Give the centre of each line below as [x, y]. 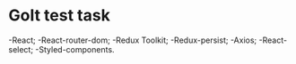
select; [21, 49]
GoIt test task [60, 16]
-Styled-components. [74, 49]
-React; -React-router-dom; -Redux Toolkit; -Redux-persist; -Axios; [133, 40]
